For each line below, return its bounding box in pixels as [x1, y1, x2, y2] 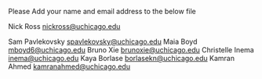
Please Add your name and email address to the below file [8, 7, 196, 16]
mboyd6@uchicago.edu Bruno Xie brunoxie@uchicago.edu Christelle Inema [8, 45, 255, 54]
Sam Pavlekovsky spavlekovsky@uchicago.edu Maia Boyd [8, 37, 198, 46]
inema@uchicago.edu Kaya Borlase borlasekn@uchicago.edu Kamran [8, 54, 235, 63]
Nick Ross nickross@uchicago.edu [8, 22, 121, 31]
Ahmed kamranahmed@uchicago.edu [8, 62, 131, 71]
